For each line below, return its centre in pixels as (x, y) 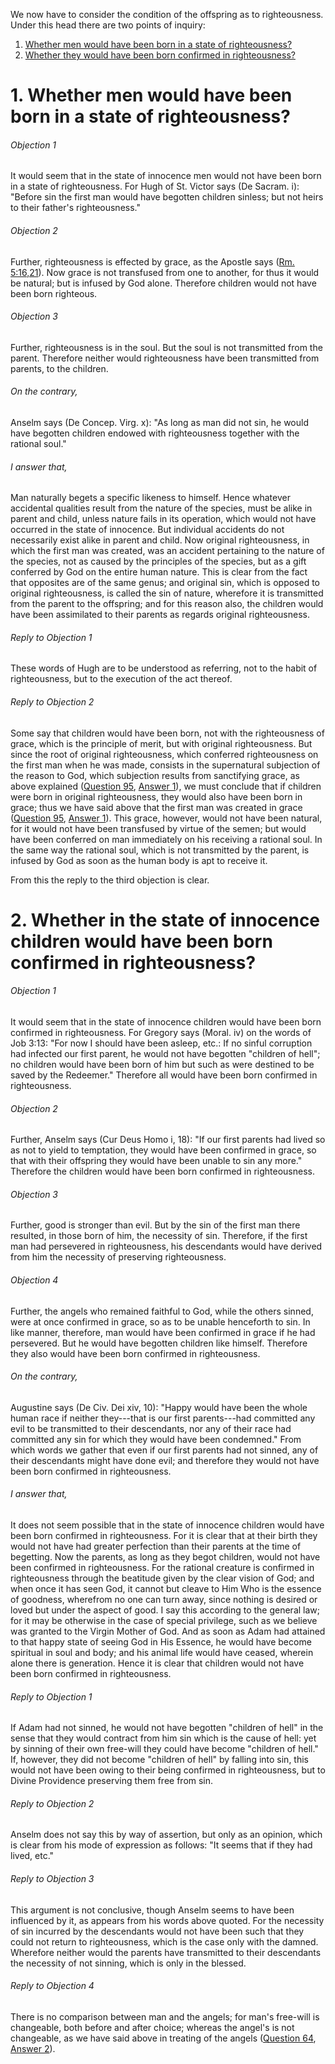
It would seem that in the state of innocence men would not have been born (166, 176)
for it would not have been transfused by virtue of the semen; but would (158, 828)
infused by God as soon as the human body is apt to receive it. (139, 860)
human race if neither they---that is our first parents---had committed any (163, 1418)
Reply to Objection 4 (52, 1986)
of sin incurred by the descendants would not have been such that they (157, 1931)
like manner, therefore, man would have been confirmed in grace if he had (163, 1332)
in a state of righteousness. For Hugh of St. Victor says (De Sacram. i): (155, 186)
